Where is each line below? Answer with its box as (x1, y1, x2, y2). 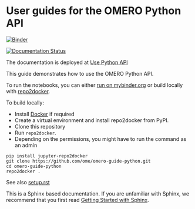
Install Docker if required (14, 110, 75, 117)
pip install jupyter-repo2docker (6, 153, 88, 159)
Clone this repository (14, 123, 66, 130)
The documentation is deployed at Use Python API (6, 59, 128, 66)
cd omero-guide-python (6, 163, 62, 169)
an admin (14, 141, 38, 149)
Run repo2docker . (14, 129, 57, 136)
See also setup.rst (6, 178, 50, 186)
